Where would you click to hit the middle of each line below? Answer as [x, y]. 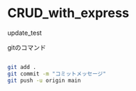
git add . [22, 67]
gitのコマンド [27, 47]
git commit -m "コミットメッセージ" [57, 74]
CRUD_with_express [68, 13]
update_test [25, 33]
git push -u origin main [44, 80]
